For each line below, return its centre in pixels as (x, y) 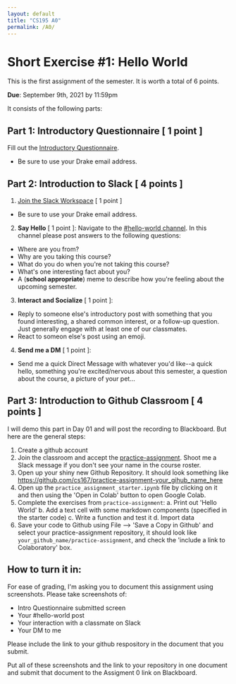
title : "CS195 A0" (34, 20)
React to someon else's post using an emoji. (81, 336)
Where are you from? (48, 249)
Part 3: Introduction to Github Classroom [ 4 (105, 401)
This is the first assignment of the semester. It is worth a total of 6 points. (113, 81)
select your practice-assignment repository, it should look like (107, 532)
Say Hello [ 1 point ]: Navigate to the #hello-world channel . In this (112, 228)
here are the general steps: (46, 436)
